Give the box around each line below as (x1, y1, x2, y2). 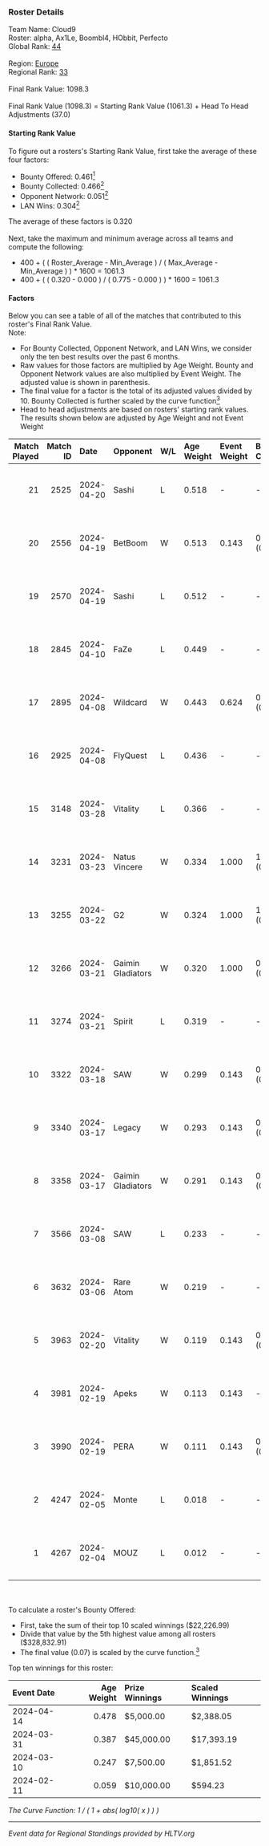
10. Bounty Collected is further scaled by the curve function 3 (19, 395, 220, 405)
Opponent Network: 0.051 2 (19, 189, 109, 201)
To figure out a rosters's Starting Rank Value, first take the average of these (8, 146, 258, 156)
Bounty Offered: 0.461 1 (19, 170, 96, 181)
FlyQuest (113, 749, 147, 761)
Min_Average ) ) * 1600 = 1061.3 (19, 266, 126, 276)
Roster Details (8, 6, 65, 18)
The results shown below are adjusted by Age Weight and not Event (19, 412, 244, 423)
